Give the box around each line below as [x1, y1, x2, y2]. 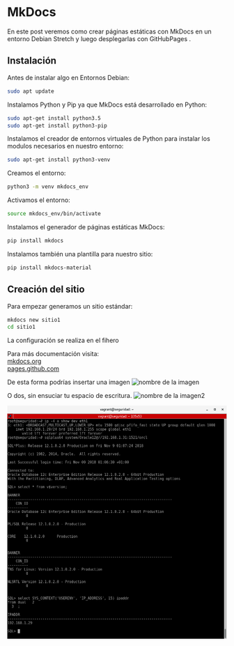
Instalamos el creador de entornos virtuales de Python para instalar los [7, 134, 210, 143]
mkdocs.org [7, 357, 42, 366]
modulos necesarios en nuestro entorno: [7, 142, 124, 151]
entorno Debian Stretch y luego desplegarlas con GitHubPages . [7, 34, 192, 43]
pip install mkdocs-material [7, 264, 92, 271]
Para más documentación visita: [7, 350, 100, 358]
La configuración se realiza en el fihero [7, 336, 120, 345]
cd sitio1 [7, 323, 36, 331]
